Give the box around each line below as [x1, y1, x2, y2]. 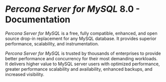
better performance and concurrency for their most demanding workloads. [5, 55, 158, 61]
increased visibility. [5, 71, 45, 77]
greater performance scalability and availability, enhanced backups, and [5, 66, 153, 72]
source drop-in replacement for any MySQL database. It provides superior [5, 36, 157, 41]
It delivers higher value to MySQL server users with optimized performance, [5, 61, 160, 67]
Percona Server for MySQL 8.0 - [5, 3, 140, 15]
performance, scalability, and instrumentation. [5, 41, 99, 46]
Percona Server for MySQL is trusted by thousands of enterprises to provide [5, 50, 161, 56]
